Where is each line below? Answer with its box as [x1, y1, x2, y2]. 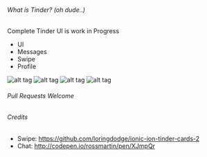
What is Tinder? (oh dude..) [7, 6, 85, 14]
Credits [7, 113, 28, 121]
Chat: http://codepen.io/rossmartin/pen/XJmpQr [17, 142, 156, 150]
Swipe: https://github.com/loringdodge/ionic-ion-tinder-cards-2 [17, 135, 200, 143]
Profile [17, 62, 37, 71]
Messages [17, 48, 47, 56]
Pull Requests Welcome [7, 91, 75, 100]
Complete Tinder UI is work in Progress [7, 27, 120, 35]
